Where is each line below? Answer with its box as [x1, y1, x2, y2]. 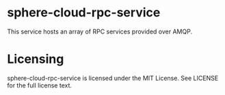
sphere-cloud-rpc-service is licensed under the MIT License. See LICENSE [7, 74, 219, 82]
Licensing [7, 51, 64, 67]
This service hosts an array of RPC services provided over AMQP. [7, 27, 193, 36]
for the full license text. [7, 81, 72, 90]
